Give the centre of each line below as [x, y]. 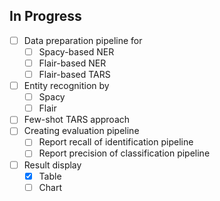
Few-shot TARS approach [77, 120]
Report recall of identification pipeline [116, 142]
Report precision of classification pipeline [124, 153]
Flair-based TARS [74, 74]
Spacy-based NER [76, 51]
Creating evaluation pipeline [81, 131]
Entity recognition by [66, 86]
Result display [52, 165]
